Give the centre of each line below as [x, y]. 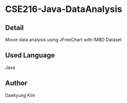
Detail [14, 28]
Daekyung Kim [20, 95]
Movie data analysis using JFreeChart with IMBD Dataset [63, 39]
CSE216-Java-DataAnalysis [64, 9]
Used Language [30, 55]
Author [16, 83]
